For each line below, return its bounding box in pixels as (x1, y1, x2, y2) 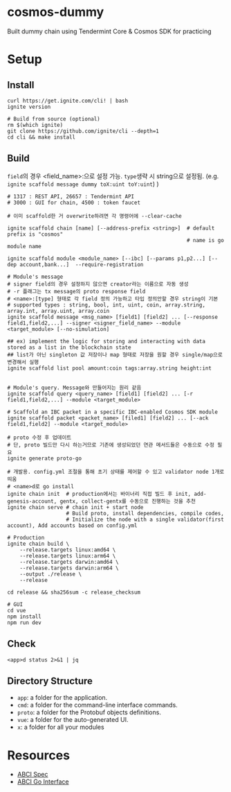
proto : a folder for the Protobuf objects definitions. (17, 708, 161, 716)
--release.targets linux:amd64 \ (19, 546, 116, 553)
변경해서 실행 (7, 359, 39, 365)
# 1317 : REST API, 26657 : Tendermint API (7, 193, 135, 200)
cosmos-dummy (7, 4, 104, 20)
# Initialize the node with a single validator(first (66, 516, 225, 523)
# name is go (186, 236, 225, 243)
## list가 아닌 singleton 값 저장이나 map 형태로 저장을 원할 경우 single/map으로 (7, 351, 223, 358)
